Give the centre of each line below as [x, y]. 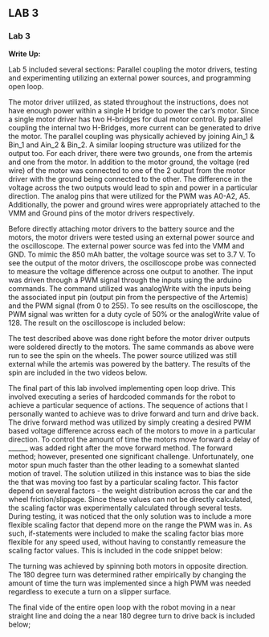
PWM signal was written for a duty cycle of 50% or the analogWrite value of [134, 314]
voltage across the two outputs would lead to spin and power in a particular [133, 187]
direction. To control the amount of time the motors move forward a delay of [134, 439]
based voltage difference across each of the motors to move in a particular [132, 430]
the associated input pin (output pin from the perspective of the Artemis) [128, 297]
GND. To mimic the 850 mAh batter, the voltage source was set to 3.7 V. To [132, 254]
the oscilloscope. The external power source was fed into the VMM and [126, 245]
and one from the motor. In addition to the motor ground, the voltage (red [129, 162]
